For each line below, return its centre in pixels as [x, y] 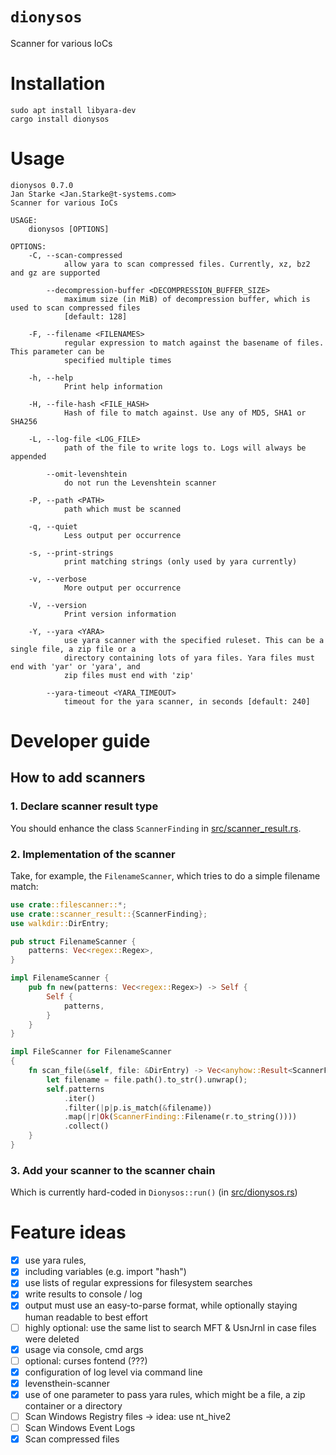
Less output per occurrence [122, 535]
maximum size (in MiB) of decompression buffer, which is [187, 299]
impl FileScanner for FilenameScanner [91, 1052]
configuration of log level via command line [113, 1372]
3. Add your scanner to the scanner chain [113, 1170]
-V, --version [57, 605]
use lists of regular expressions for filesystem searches [138, 1283]
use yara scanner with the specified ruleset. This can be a [194, 640]
